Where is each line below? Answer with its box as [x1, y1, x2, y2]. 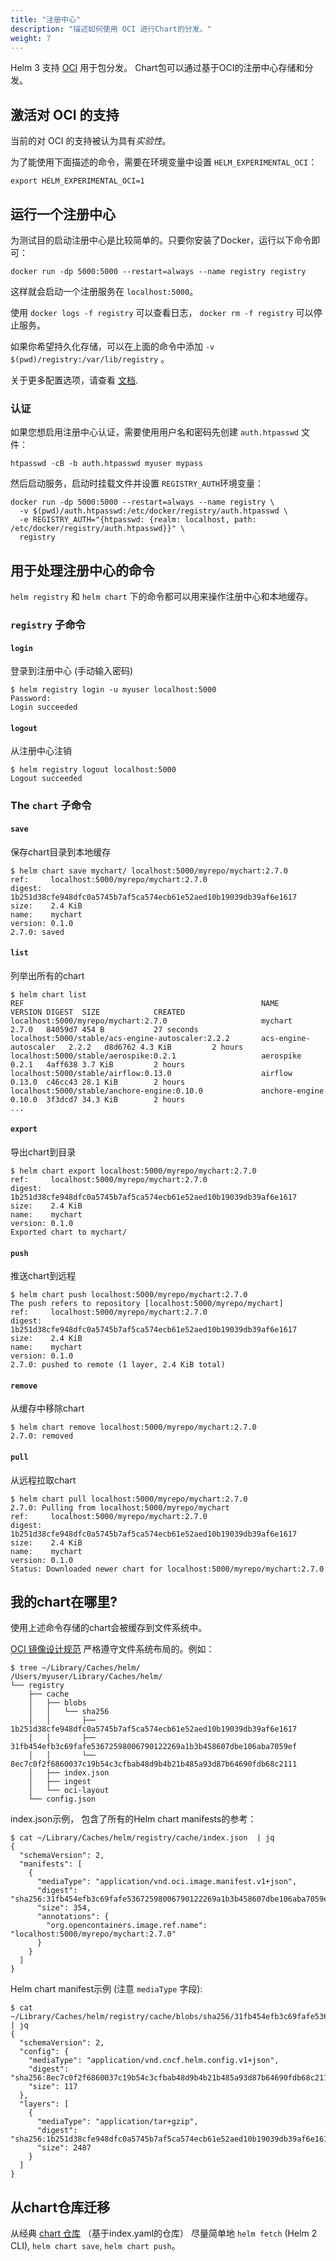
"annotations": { [36, 1912, 110, 1922]
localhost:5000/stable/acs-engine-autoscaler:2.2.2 [10, 1033, 230, 1043]
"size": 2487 [36, 2143, 92, 2153]
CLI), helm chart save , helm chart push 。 [10, 2240, 181, 2252]
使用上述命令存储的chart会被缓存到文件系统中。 [10, 1622, 208, 1634]
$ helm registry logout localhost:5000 [10, 765, 177, 775]
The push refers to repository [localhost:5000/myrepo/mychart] [10, 1299, 284, 1309]
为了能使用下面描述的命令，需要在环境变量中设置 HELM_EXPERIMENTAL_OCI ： [10, 156, 318, 168]
